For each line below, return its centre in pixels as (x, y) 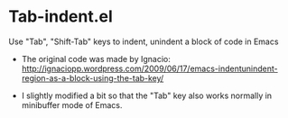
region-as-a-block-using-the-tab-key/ (93, 77)
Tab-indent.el (61, 17)
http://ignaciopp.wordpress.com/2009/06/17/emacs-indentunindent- (149, 68)
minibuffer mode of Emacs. (72, 104)
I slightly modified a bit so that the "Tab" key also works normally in (147, 95)
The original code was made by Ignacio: (96, 59)
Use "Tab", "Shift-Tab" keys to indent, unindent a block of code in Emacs (144, 41)
